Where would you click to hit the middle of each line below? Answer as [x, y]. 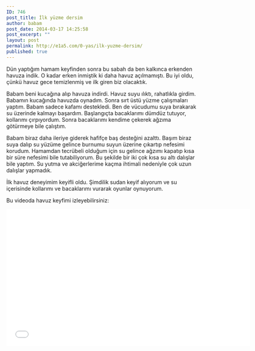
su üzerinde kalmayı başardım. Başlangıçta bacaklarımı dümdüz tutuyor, [96, 113]
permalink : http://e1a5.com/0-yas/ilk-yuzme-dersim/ [75, 46]
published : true [27, 52]
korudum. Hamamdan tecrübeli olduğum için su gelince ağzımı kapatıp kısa [100, 151]
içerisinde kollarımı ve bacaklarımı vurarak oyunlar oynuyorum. [85, 188]
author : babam [24, 23]
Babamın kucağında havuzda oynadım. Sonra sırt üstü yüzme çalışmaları [97, 100]
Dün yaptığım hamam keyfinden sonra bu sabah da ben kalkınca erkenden [100, 69]
